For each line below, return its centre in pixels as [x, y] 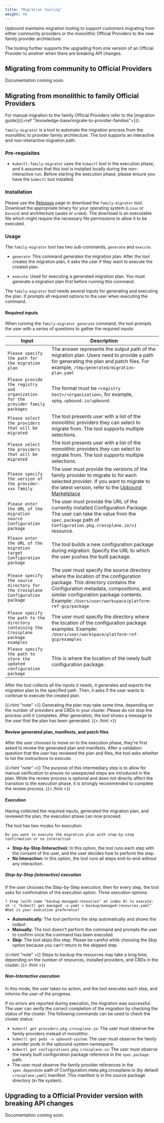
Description [104, 341]
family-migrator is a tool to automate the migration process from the [74, 130]
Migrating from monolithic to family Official [72, 96]
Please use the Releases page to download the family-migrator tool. [74, 203]
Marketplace [66, 494]
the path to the [26, 618]
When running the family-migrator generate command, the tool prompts [78, 323]
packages [18, 409]
